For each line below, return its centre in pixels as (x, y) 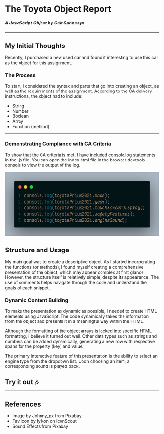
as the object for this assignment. (39, 63)
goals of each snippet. (28, 288)
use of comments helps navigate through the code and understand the (76, 283)
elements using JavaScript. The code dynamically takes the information (77, 316)
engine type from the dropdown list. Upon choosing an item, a (68, 361)
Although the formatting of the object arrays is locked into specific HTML (79, 331)
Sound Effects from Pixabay (40, 426)
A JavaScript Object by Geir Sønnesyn (45, 23)
